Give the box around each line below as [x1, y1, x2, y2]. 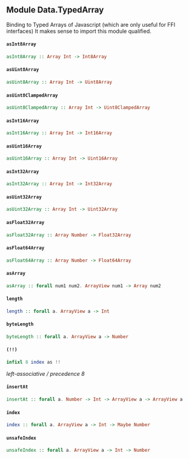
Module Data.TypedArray [6, 5, 104, 15]
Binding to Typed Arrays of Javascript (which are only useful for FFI [6, 21, 176, 28]
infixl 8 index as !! [6, 359, 61, 365]
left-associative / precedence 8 [6, 370, 85, 377]
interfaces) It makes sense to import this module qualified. [6, 27, 151, 35]
